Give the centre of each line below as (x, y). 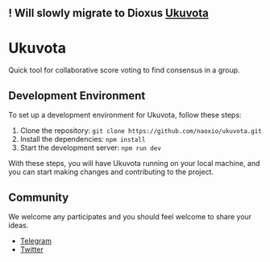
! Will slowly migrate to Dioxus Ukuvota (109, 13)
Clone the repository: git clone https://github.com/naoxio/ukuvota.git (141, 131)
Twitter (32, 249)
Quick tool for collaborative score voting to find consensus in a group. (124, 70)
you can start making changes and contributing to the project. (111, 172)
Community (39, 197)
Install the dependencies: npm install (83, 139)
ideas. (19, 225)
